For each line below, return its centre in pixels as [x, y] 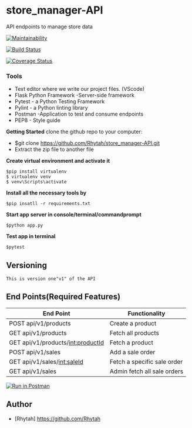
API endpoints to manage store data [49, 27]
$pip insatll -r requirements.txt [48, 204]
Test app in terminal [31, 236]
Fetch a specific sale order [146, 361]
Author [19, 404]
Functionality [146, 313]
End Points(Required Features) [63, 297]
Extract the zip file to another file [54, 149]
